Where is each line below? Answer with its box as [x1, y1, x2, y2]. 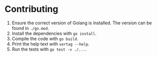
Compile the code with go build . [11, 36, 79, 42]
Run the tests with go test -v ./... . [11, 46, 87, 52]
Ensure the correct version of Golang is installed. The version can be [11, 20, 152, 26]
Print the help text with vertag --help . [11, 41, 90, 47]
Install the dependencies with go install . [11, 30, 97, 36]
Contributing [4, 3, 58, 15]
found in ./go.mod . [11, 25, 49, 31]
